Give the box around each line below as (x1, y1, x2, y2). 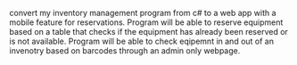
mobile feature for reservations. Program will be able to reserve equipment (9, 17, 284, 28)
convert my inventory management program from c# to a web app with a (9, 8, 276, 18)
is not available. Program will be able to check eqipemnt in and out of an (9, 36, 275, 46)
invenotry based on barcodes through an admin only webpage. (9, 45, 241, 56)
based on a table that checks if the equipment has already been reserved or (9, 27, 288, 37)
